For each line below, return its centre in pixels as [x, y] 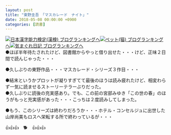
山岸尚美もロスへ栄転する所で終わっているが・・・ [59, 117]
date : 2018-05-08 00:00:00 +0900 [41, 19]
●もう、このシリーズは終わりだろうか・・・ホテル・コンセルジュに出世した [85, 110]
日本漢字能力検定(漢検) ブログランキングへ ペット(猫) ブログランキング [87, 39]
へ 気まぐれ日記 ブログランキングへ [44, 46]
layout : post [19, 10]
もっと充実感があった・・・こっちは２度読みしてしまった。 [77, 100]
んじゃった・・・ [37, 59]
